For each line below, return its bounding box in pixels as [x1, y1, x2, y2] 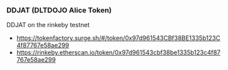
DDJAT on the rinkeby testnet [6, 21, 90, 29]
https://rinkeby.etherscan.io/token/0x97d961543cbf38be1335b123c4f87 [16, 48, 221, 56]
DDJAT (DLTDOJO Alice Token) [6, 5, 112, 15]
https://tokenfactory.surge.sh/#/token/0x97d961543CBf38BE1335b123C [16, 34, 220, 42]
